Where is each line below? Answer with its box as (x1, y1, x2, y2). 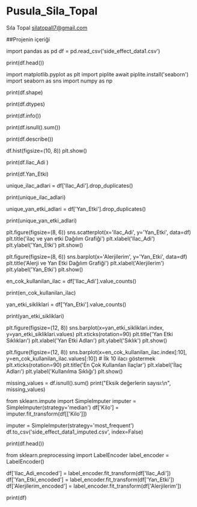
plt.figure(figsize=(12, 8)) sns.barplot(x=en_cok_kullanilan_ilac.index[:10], (6, 348, 187, 355)
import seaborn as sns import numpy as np (6, 77, 113, 84)
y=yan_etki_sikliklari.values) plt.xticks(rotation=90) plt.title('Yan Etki (6, 330, 173, 337)
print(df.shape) (6, 88, 43, 96)
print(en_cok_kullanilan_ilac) (6, 289, 76, 296)
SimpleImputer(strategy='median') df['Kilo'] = (6, 404, 119, 411)
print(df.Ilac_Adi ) (6, 158, 49, 166)
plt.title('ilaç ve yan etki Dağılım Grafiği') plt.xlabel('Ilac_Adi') (6, 235, 155, 242)
